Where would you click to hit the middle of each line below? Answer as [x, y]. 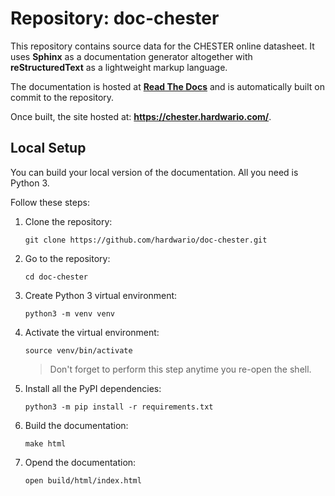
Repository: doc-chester [115, 18]
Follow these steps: [50, 202]
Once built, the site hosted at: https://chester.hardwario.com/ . [141, 116]
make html [45, 443]
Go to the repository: [67, 258]
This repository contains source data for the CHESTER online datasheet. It [162, 46]
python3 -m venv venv [69, 313]
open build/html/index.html [83, 480]
